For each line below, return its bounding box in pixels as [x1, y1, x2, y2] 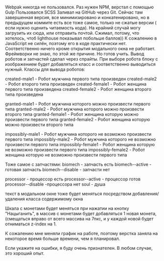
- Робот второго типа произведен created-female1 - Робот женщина [5, 81, 147, 87]
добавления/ [132, 191, 159, 196]
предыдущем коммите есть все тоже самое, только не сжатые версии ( [5, 20, 157, 25]
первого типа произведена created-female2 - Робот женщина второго [5, 87, 152, 92]
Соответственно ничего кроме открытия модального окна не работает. [5, 46, 156, 51]
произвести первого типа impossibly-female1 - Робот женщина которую [5, 142, 155, 147]
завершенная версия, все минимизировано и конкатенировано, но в [5, 15, 150, 20]
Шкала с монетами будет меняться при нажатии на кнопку [5, 205, 129, 211]
